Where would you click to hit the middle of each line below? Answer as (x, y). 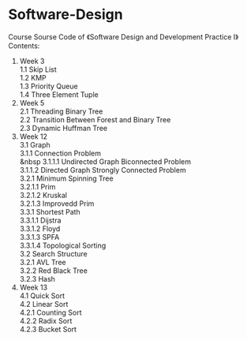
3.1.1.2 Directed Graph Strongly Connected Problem (103, 170)
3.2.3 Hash (37, 278)
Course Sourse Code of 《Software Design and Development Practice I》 (123, 36)
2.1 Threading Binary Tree (61, 111)
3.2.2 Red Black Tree (54, 271)
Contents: (24, 46)
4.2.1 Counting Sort (51, 312)
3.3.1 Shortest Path (50, 211)
